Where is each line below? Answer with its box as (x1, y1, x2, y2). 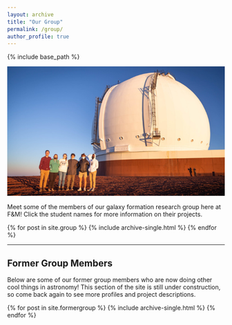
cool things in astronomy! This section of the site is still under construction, (7, 283, 221, 291)
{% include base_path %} (7, 52, 80, 61)
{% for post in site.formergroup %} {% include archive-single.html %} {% (7, 304, 215, 312)
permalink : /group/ (7, 26, 64, 32)
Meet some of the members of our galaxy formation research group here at (7, 203, 221, 211)
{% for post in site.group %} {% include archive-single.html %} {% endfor (7, 224, 217, 232)
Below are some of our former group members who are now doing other (7, 276, 213, 284)
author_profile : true (7, 33, 70, 40)
